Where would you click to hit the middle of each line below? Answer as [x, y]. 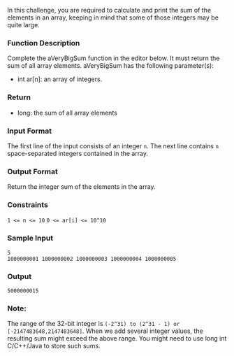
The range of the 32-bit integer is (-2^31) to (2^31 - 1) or [94, 324]
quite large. [23, 25]
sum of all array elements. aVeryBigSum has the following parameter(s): [111, 66]
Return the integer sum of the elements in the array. [81, 187]
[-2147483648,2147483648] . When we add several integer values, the [105, 331]
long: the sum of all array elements [67, 113]
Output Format [32, 171]
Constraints [28, 205]
